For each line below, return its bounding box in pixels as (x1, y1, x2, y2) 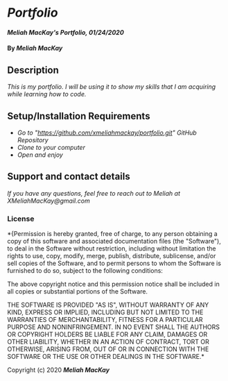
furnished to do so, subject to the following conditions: (7, 266, 163, 275)
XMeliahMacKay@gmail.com (7, 196, 90, 205)
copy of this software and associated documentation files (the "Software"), (7, 237, 222, 246)
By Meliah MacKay (7, 44, 63, 53)
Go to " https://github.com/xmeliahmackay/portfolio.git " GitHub (17, 128, 198, 137)
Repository (17, 136, 49, 144)
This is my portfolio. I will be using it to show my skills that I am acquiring (7, 83, 216, 91)
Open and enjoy (17, 151, 64, 159)
